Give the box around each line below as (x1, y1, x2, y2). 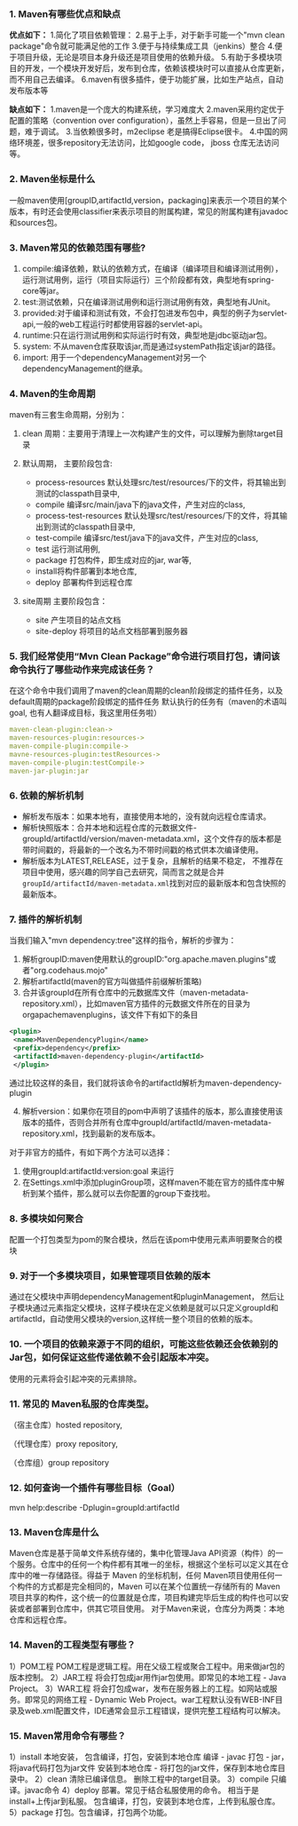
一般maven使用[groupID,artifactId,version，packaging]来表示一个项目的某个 (9, 195, 287, 205)
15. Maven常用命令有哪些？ (9, 1729, 127, 1742)
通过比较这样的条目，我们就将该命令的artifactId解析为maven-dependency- (9, 1077, 282, 1088)
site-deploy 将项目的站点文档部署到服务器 (35, 626, 189, 637)
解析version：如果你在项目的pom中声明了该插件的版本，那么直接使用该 (21, 1106, 284, 1116)
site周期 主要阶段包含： (21, 596, 108, 607)
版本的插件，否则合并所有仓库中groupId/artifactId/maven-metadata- (21, 1116, 272, 1127)
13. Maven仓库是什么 (9, 1526, 99, 1538)
